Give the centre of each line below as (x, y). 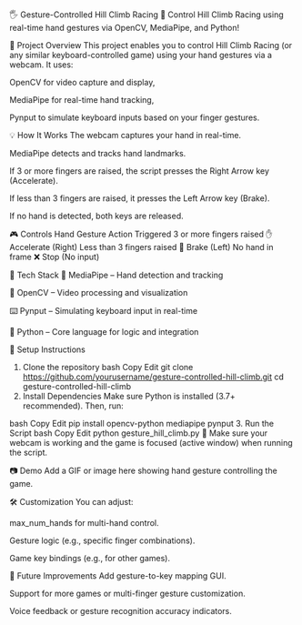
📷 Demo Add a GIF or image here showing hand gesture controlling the (143, 470)
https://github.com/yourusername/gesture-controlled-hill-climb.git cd (153, 377)
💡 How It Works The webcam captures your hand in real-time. (126, 135)
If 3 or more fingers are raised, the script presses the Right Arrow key (140, 171)
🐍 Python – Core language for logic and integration (104, 332)
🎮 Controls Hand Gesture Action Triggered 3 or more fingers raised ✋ (141, 234)
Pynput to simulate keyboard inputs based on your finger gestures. (135, 117)
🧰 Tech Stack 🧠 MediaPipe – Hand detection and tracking (116, 275)
